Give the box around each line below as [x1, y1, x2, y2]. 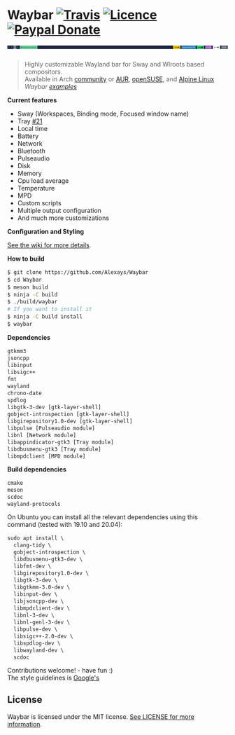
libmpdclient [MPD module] [7, 453, 86, 460]
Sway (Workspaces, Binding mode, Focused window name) [17, 109, 190, 118]
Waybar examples [24, 82, 77, 90]
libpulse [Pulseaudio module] [7, 425, 96, 432]
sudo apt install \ [7, 535, 64, 542]
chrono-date [7, 390, 42, 397]
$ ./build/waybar [7, 298, 58, 305]
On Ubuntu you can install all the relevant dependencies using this [7, 512, 198, 521]
